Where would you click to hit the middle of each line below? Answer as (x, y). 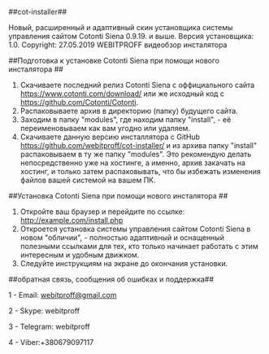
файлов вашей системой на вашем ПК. (88, 180)
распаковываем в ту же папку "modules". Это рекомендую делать (136, 154)
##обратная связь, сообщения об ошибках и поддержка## (111, 279)
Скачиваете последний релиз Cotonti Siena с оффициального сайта (137, 85)
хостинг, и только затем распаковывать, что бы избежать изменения (141, 171)
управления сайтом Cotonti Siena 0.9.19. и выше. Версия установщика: (131, 36)
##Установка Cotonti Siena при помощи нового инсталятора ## (118, 196)
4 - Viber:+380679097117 (51, 342)
